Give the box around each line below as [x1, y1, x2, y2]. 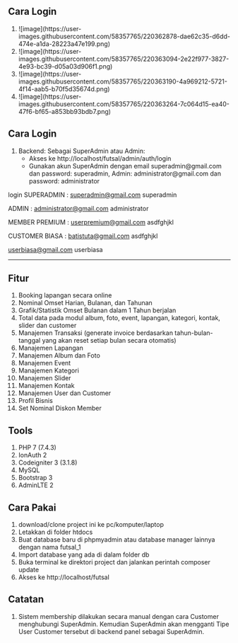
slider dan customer [18, 321, 77, 330]
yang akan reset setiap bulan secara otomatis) [42, 336, 177, 345]
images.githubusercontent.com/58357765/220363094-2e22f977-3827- [18, 55, 230, 63]
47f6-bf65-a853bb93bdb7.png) [18, 107, 112, 115]
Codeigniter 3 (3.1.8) [18, 458, 78, 467]
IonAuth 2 [18, 451, 47, 460]
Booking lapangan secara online [18, 291, 112, 300]
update [18, 566, 40, 574]
